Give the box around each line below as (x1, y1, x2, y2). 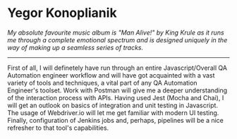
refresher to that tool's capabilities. (7, 123, 109, 132)
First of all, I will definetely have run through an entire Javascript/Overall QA (7, 64, 228, 72)
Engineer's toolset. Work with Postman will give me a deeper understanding (7, 86, 228, 95)
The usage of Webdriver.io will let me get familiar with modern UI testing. (7, 108, 219, 117)
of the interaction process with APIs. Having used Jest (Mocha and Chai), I (7, 93, 224, 102)
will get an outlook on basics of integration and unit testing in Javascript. (7, 101, 219, 109)
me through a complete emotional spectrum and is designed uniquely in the (7, 35, 228, 44)
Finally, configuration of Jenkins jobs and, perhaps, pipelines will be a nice (7, 116, 224, 124)
